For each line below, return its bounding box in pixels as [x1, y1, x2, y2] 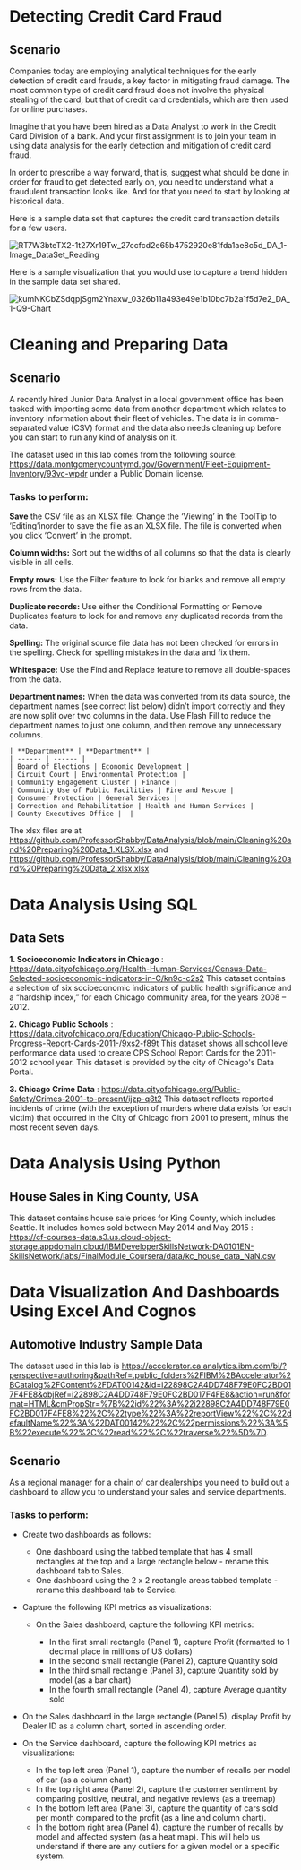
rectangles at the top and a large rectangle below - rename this [35, 1556, 269, 1567]
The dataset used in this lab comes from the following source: [9, 450, 237, 460]
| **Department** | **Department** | [9, 746, 150, 756]
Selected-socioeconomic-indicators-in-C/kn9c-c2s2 [9, 973, 204, 984]
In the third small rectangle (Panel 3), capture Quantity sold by [48, 1665, 279, 1676]
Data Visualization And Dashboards [9, 1282, 279, 1303]
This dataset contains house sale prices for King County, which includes [9, 1212, 276, 1224]
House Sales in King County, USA [9, 1189, 200, 1204]
